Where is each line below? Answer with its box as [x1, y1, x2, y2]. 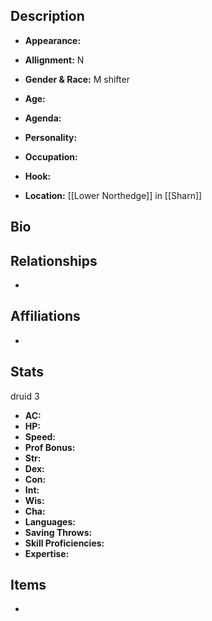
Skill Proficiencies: [24, 537, 105, 549]
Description [10, 8, 85, 25]
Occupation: [24, 150, 78, 163]
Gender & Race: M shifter [24, 73, 130, 85]
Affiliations [10, 308, 81, 325]
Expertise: [24, 547, 70, 559]
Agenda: [24, 112, 62, 124]
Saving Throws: [24, 526, 93, 538]
